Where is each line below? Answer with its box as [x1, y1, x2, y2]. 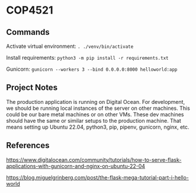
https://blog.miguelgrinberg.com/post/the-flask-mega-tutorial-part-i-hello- [6, 174, 189, 181]
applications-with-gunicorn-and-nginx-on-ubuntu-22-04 [6, 162, 146, 169]
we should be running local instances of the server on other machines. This [6, 104, 191, 112]
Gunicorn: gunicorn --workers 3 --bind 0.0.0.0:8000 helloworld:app [6, 66, 178, 73]
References [6, 140, 50, 151]
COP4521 [6, 4, 53, 17]
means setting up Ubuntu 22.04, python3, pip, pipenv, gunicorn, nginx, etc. [6, 123, 189, 130]
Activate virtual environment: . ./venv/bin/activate [6, 42, 134, 50]
